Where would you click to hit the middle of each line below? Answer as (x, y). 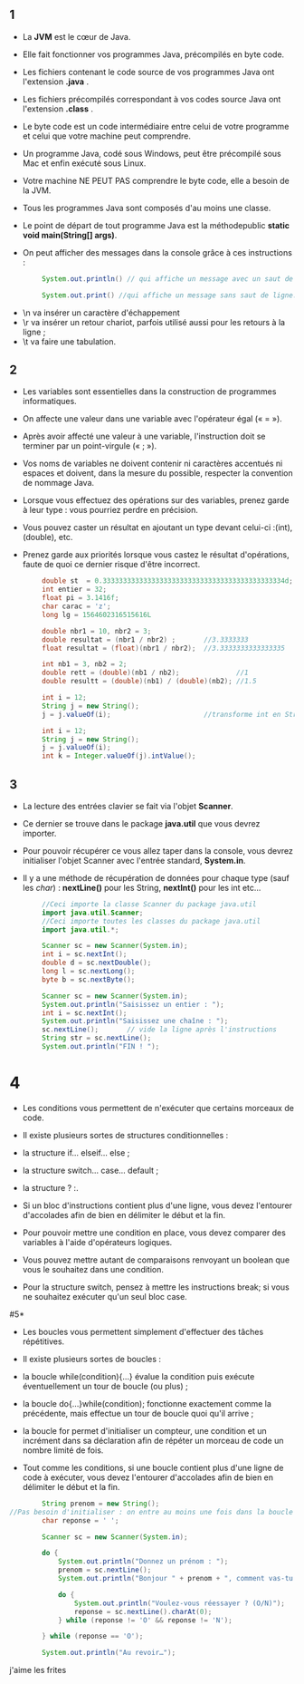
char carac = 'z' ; (76, 606)
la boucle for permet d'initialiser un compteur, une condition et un (144, 1430)
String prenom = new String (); (101, 1504)
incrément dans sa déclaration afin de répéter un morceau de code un (153, 1440)
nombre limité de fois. (63, 1450)
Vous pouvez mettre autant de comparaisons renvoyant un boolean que (156, 1260)
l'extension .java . (55, 82)
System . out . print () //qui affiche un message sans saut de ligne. (170, 295)
